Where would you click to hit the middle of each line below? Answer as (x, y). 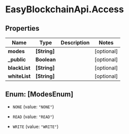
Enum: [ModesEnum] (39, 94)
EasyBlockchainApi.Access (65, 9)
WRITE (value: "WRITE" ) (36, 126)
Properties (22, 28)
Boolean (45, 60)
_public (17, 60)
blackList (19, 68)
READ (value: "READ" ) (33, 117)
